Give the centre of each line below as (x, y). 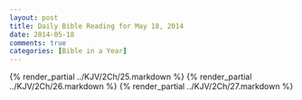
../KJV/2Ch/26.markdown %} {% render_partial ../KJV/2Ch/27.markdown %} (151, 86)
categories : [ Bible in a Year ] (68, 51)
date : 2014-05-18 (42, 34)
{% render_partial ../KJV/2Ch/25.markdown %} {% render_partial (131, 77)
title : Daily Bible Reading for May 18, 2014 (96, 26)
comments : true (38, 43)
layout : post (34, 18)
